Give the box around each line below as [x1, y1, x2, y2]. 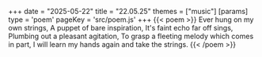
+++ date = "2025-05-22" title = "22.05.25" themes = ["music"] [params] [8, 7, 249, 16]
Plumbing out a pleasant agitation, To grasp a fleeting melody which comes [8, 31, 254, 41]
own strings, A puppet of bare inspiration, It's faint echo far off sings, [8, 23, 234, 32]
